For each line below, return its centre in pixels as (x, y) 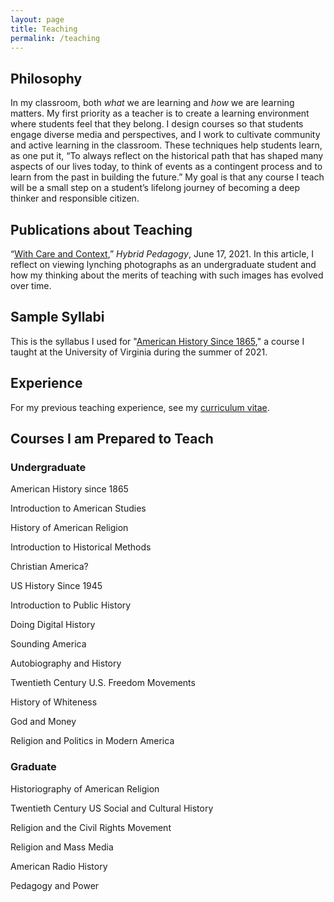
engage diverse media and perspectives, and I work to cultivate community (165, 135)
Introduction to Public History (71, 605)
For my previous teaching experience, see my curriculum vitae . (140, 407)
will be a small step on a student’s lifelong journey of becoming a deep (155, 188)
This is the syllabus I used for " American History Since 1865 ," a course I (157, 341)
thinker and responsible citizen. (75, 198)
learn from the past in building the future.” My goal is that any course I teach (167, 177)
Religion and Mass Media (62, 847)
